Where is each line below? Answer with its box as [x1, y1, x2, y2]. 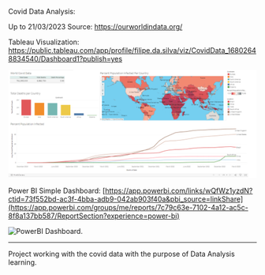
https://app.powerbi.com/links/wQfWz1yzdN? [105, 186, 253, 195]
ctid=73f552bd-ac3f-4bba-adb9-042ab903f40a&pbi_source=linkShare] [8, 194, 244, 204]
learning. [8, 257, 37, 267]
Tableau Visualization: [8, 37, 80, 47]
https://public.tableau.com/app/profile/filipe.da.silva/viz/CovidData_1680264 [8, 46, 256, 55]
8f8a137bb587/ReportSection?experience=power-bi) [8, 211, 180, 220]
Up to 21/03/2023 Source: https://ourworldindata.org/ [8, 22, 183, 31]
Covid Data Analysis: [8, 7, 76, 16]
